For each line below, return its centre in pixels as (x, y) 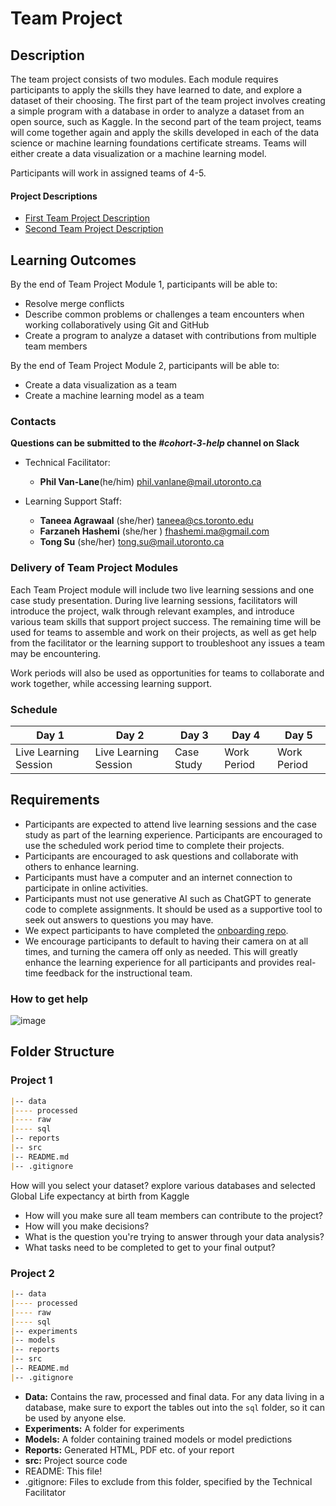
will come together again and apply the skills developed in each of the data (165, 132)
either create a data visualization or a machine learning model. (138, 153)
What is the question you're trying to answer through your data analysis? (174, 1236)
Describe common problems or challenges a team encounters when (164, 314)
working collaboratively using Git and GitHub (117, 325)
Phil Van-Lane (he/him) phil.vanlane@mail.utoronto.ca (150, 482)
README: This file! (63, 1471)
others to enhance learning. (82, 866)
